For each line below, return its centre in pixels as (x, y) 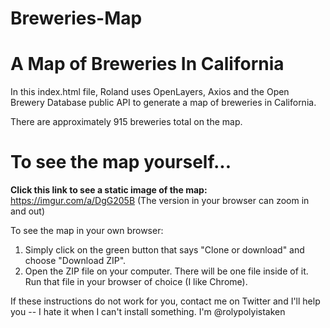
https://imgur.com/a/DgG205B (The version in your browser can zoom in (160, 201)
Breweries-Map (76, 18)
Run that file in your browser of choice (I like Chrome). (136, 282)
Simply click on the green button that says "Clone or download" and (164, 250)
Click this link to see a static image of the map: (109, 190)
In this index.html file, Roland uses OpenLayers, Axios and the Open (150, 92)
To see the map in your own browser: (87, 231)
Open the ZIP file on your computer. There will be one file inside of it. (166, 271)
